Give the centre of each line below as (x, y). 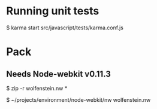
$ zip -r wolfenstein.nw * (37, 88)
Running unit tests (53, 11)
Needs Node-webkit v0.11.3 (58, 74)
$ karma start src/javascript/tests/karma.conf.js (65, 28)
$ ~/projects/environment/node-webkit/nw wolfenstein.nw (78, 99)
